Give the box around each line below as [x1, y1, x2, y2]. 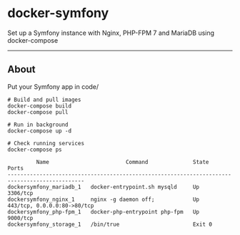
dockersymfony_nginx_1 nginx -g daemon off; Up [7, 196, 200, 203]
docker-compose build [7, 102, 72, 110]
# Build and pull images [7, 96, 81, 103]
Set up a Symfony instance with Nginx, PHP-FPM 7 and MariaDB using [7, 28, 215, 37]
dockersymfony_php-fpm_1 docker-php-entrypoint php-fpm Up [7, 208, 200, 215]
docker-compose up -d [7, 127, 72, 135]
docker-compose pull [7, 108, 69, 115]
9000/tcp [7, 214, 34, 221]
